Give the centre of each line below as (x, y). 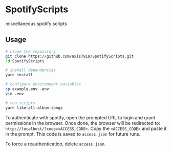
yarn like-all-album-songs (34, 108)
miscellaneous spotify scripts (36, 24)
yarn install (19, 75)
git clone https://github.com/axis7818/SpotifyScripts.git (70, 56)
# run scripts (20, 103)
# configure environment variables (43, 84)
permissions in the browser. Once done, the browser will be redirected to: (83, 123)
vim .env (15, 94)
